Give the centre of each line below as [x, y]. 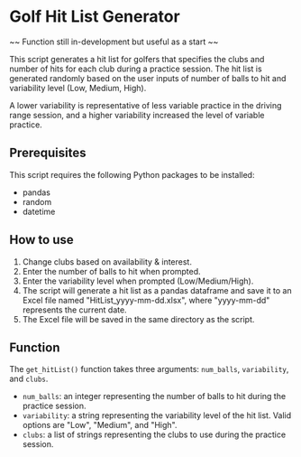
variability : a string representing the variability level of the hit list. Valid [157, 415]
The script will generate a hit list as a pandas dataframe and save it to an [157, 290]
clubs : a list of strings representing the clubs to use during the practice [154, 434]
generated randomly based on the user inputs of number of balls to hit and [148, 78]
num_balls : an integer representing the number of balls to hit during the [154, 396]
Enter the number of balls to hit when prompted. [111, 271]
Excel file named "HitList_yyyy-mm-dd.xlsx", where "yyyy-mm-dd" [146, 300]
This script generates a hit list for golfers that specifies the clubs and [137, 59]
